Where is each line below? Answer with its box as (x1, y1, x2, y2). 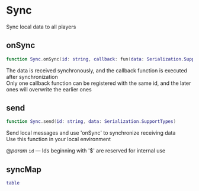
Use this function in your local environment (6, 136, 111, 143)
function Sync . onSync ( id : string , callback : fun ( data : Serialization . (6, 56, 184, 62)
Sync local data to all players (6, 23, 76, 30)
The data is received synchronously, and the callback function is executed (6, 66, 188, 74)
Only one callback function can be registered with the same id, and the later (6, 79, 191, 87)
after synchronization (6, 73, 58, 80)
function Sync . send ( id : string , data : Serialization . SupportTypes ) (6, 119, 176, 125)
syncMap (6, 164, 41, 174)
